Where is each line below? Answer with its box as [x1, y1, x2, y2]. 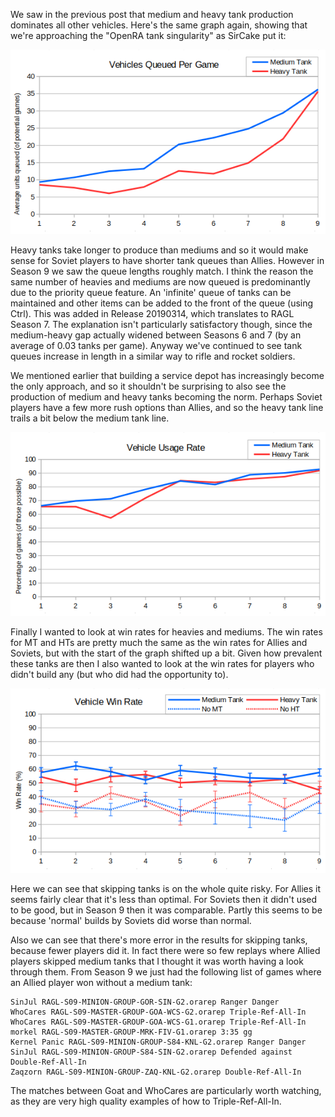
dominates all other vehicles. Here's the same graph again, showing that [10, 19, 308, 31]
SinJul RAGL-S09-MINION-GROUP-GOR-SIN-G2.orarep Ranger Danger [10, 997, 280, 1007]
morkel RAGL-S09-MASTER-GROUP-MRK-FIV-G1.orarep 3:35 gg [10, 1027, 253, 1037]
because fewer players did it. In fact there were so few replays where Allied [10, 944, 321, 956]
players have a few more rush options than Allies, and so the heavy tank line [10, 401, 324, 413]
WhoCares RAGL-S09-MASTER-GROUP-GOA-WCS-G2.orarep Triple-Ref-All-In [10, 1007, 307, 1017]
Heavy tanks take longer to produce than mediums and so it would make [10, 244, 309, 256]
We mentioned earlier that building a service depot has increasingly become [10, 369, 325, 381]
